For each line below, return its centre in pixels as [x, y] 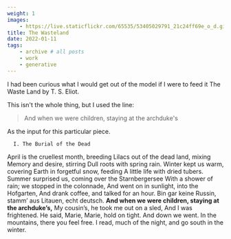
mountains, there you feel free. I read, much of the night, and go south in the [115, 222]
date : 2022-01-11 [32, 39]
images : [18, 20]
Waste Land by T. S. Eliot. [43, 91]
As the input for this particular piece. [59, 131]
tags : [15, 45]
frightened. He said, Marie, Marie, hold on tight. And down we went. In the [112, 215]
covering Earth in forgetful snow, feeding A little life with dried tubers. [106, 171]
